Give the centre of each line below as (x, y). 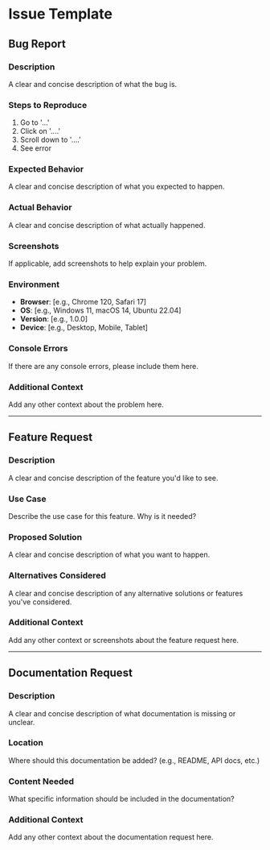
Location (26, 743)
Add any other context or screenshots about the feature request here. (124, 640)
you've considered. (40, 602)
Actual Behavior (40, 208)
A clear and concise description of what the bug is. (93, 84)
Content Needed (41, 781)
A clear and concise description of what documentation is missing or (122, 713)
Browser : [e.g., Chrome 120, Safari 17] (83, 302)
